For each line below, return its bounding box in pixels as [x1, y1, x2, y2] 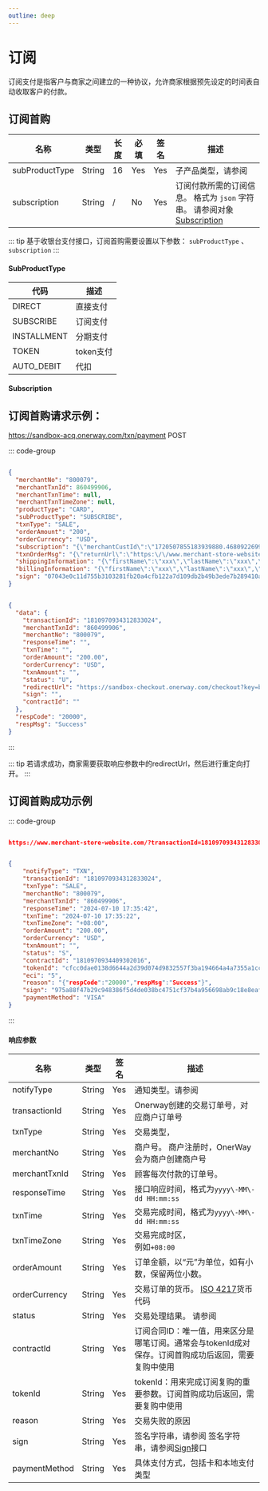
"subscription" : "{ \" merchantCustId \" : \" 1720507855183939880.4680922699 [15, 543, 262, 551]
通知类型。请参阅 [134, 1085, 199, 1096]
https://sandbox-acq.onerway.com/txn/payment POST [8, 430, 187, 440]
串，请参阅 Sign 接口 [134, 1442, 207, 1453]
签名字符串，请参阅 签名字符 [134, 1430, 241, 1441]
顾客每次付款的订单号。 [134, 1169, 223, 1180]
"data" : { [15, 608, 48, 616]
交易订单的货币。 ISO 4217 [134, 1284, 237, 1295]
